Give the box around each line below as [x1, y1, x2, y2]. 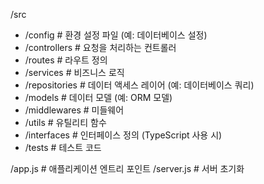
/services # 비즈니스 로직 [24, 67, 125, 78]
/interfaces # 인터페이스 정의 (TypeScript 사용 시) [24, 129, 223, 141]
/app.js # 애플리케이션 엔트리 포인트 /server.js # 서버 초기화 [10, 163, 245, 174]
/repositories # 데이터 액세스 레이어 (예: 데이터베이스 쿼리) [24, 79, 255, 91]
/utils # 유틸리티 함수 [24, 117, 107, 128]
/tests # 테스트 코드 [24, 142, 102, 153]
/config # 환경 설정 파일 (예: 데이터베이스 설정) [24, 29, 208, 41]
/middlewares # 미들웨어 [24, 104, 125, 116]
